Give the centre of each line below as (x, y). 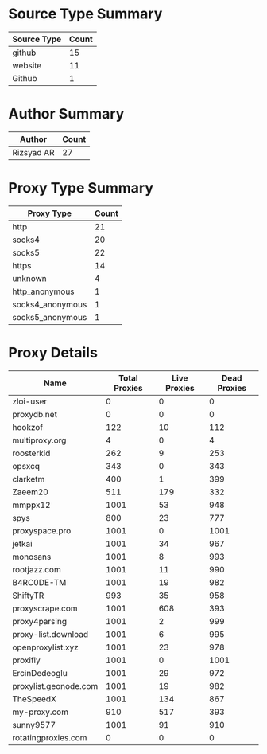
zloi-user (30, 401)
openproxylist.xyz (46, 647)
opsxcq (26, 466)
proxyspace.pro (42, 530)
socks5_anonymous (50, 317)
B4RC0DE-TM (39, 582)
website (27, 65)
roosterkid (31, 453)
